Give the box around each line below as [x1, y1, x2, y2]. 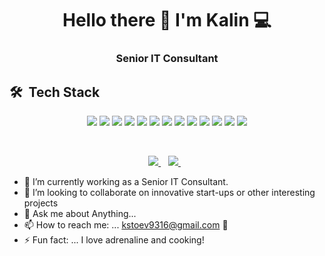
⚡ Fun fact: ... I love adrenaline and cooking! [23, 233, 205, 246]
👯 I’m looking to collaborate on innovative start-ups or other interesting [23, 186, 316, 198]
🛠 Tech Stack [9, 83, 101, 101]
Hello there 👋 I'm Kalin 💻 [62, 9, 272, 32]
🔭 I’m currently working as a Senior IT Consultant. [23, 175, 229, 187]
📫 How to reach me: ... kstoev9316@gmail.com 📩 [23, 218, 229, 231]
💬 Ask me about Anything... [23, 207, 137, 219]
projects [23, 197, 59, 209]
